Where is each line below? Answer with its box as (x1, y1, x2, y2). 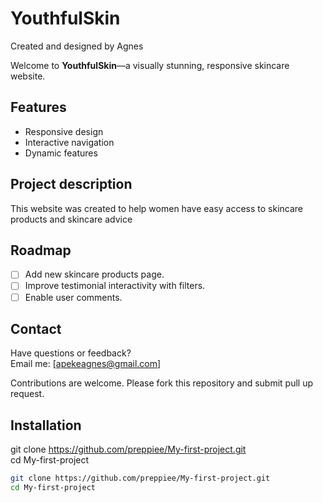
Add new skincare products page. (24, 268, 165, 281)
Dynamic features (24, 147, 98, 159)
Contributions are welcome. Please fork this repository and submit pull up (10, 377, 314, 389)
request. (10, 388, 45, 400)
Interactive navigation (24, 136, 115, 148)
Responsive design (24, 125, 104, 137)
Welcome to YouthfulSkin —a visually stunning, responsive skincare (10, 59, 290, 71)
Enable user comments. (24, 291, 123, 303)
